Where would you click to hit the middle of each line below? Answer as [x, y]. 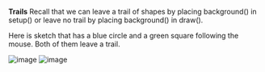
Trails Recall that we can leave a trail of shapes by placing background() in [132, 12]
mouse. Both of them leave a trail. [64, 44]
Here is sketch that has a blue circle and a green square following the [124, 36]
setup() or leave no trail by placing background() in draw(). [106, 20]
